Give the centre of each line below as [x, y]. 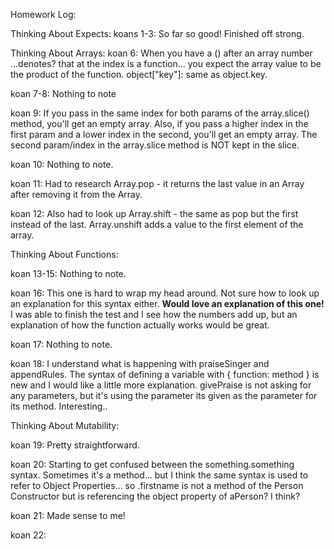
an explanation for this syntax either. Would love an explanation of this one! [167, 303]
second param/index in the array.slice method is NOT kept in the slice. [155, 145]
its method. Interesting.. [59, 406]
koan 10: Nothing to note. [62, 164]
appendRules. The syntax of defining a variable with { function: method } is [165, 374]
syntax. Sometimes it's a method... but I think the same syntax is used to [159, 475]
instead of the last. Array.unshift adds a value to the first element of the [157, 224]
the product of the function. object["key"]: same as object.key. [139, 74]
